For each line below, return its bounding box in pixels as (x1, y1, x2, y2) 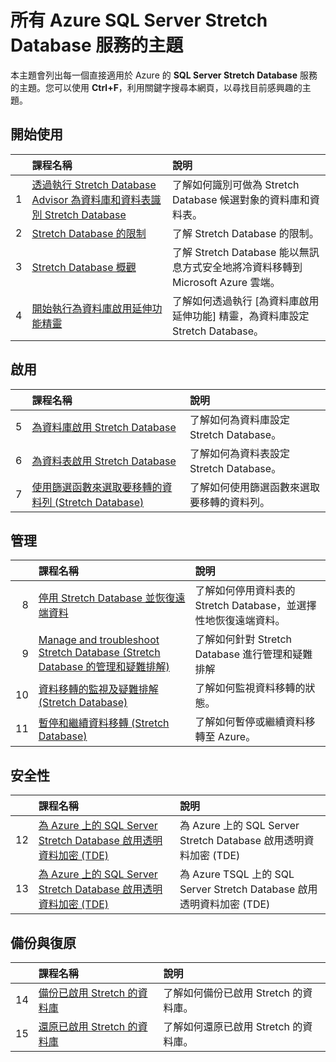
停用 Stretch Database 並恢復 (38, 591, 176, 605)
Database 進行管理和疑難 (194, 647, 313, 661)
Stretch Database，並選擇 (194, 599, 317, 613)
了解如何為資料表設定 (189, 446, 291, 460)
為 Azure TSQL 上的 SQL (179, 867, 295, 881)
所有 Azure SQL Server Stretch (10, 9, 268, 32)
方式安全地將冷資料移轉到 (181, 260, 303, 274)
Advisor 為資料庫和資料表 (31, 192, 152, 206)
